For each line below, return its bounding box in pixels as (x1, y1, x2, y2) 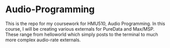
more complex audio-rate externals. (5, 37, 81, 43)
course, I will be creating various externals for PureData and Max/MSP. (5, 26, 155, 32)
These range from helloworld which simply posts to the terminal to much (5, 31, 159, 37)
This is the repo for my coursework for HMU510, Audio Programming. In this (5, 20, 165, 27)
